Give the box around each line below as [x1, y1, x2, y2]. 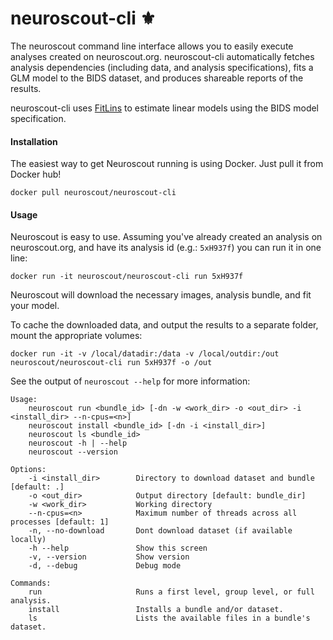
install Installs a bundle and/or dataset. [28, 605, 284, 615]
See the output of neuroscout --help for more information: [10, 375, 251, 387]
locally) [10, 535, 47, 545]
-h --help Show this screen [28, 543, 208, 554]
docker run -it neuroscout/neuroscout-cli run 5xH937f [10, 272, 244, 282]
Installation [10, 135, 58, 147]
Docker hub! [10, 168, 62, 181]
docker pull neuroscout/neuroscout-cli [10, 188, 177, 198]
